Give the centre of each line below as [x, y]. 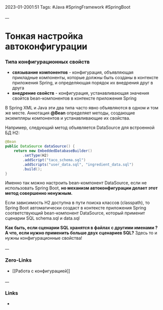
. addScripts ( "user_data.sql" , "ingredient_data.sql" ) [78, 165]
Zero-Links [18, 260]
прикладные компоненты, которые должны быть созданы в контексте [85, 78]
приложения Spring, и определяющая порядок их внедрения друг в [82, 83]
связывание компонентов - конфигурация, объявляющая [73, 72]
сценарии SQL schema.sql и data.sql [42, 218]
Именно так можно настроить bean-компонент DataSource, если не [76, 183]
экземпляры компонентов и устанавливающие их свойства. [68, 118]
